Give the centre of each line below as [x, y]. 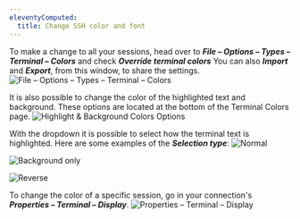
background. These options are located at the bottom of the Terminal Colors [150, 106]
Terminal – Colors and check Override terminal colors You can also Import [149, 61]
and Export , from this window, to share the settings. [105, 70]
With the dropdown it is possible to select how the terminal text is [129, 133]
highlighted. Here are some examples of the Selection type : [119, 143]
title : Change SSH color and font [81, 26]
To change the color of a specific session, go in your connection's [131, 195]
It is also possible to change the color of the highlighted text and [127, 97]
